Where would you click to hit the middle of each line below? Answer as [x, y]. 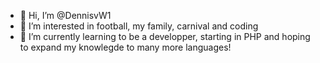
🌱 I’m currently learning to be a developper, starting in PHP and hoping [165, 36]
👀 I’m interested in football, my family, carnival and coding [139, 26]
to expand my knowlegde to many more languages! [125, 47]
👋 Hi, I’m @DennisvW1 [65, 15]
